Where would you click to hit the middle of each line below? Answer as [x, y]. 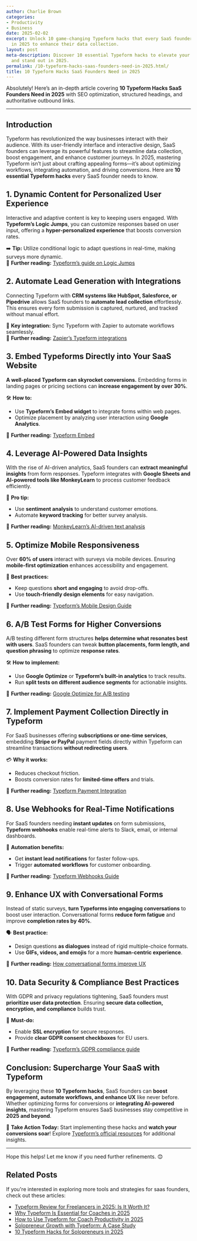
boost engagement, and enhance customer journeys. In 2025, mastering [94, 157]
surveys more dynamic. [34, 256]
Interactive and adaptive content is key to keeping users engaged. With [92, 218]
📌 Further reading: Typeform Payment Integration [66, 791]
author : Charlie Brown [34, 11]
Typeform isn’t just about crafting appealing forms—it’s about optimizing [93, 164]
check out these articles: [36, 1195]
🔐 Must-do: [20, 1020]
